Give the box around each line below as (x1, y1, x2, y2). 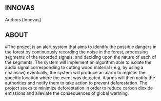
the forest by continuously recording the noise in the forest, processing (5, 49, 148, 55)
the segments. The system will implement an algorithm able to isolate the (5, 59, 152, 65)
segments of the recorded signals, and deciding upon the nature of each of (5, 54, 156, 60)
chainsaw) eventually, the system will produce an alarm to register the (5, 69, 146, 75)
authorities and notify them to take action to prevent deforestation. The (5, 80, 148, 85)
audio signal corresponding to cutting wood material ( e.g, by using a (5, 64, 143, 70)
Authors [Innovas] (5, 17, 41, 22)
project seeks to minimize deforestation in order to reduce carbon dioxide (5, 85, 153, 91)
